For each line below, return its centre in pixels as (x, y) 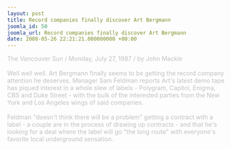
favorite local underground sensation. (60, 139)
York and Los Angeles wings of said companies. (75, 103)
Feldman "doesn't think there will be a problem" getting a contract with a (110, 117)
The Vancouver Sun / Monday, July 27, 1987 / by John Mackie (95, 58)
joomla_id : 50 (28, 26)
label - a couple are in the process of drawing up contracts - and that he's (112, 125)
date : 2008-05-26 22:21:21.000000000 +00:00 (72, 39)
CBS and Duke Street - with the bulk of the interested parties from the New (113, 95)
